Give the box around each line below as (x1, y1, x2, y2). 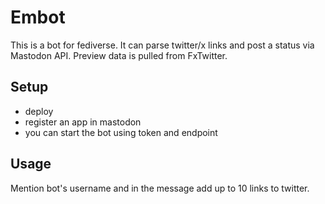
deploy (24, 105, 54, 117)
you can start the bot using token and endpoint (24, 126, 218, 138)
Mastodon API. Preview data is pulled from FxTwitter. (10, 49, 228, 61)
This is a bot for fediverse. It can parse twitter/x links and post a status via (10, 39, 315, 51)
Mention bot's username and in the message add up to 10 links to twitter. (10, 182, 310, 194)
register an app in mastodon (24, 116, 142, 128)
